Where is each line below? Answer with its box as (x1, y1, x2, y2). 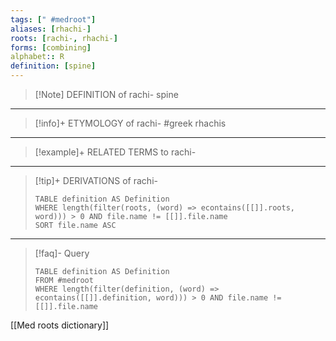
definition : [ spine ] (10, 61, 97, 71)
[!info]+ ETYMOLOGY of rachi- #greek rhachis (34, 117, 227, 129)
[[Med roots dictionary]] (10, 319, 110, 331)
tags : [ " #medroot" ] (10, 14, 97, 25)
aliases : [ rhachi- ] (10, 24, 92, 34)
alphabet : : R (10, 52, 65, 62)
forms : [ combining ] (10, 42, 92, 53)
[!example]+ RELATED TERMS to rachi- (34, 146, 197, 158)
